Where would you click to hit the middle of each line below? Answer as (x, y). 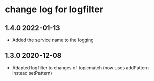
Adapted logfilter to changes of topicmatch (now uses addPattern (81, 68)
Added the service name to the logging (53, 40)
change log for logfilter (54, 9)
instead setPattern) (32, 73)
